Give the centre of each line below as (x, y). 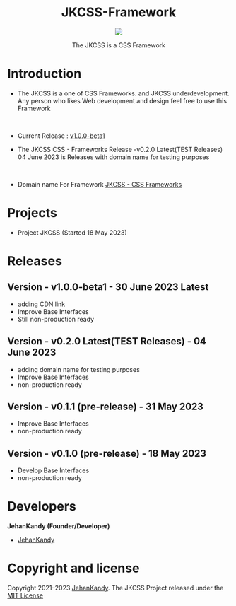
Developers (42, 507)
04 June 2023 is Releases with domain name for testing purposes (113, 157)
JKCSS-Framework (119, 12)
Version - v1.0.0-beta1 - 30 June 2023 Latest (108, 287)
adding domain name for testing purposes (78, 369)
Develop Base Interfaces (53, 470)
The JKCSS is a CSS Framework (119, 45)
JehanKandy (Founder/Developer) (59, 526)
